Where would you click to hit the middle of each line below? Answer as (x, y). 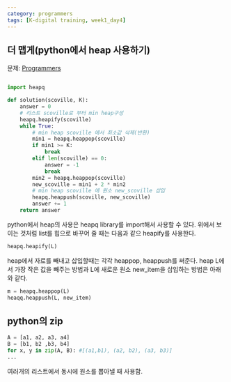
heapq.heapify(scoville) (56, 119)
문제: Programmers (34, 68)
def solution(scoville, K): (48, 100)
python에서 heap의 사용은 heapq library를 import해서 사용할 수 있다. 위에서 (111, 224)
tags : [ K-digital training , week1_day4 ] (67, 20)
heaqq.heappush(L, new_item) (49, 298)
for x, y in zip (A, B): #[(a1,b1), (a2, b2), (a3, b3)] (90, 351)
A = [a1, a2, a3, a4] (39, 338)
